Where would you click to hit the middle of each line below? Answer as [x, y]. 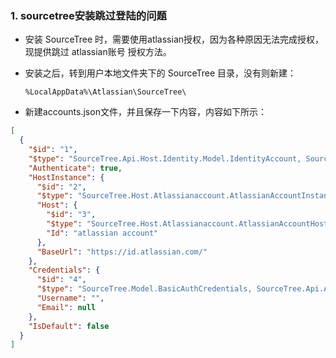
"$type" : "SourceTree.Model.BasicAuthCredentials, [144, 289]
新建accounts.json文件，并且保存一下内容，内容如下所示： [145, 112]
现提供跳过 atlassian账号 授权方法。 [98, 52]
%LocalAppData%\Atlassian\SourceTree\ [105, 92]
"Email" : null [66, 307]
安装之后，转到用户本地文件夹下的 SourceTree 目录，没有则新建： [160, 73]
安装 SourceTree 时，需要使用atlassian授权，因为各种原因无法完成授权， [174, 39]
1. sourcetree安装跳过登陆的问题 [88, 15]
